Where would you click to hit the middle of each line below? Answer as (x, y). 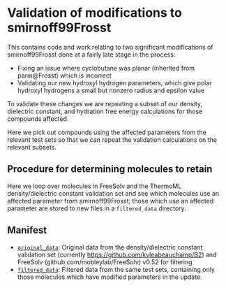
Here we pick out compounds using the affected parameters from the (107, 132)
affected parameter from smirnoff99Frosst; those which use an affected (111, 201)
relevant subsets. (32, 147)
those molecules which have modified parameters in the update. (110, 277)
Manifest (27, 230)
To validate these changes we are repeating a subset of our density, (105, 103)
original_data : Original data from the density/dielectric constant (110, 247)
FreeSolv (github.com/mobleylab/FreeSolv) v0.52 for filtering (105, 262)
